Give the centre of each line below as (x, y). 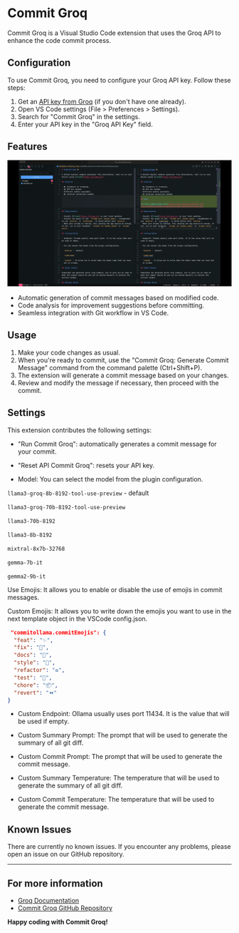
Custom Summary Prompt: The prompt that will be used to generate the (122, 735)
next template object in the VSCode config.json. (78, 618)
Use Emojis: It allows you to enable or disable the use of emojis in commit (115, 589)
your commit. (37, 452)
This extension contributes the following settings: (79, 430)
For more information (55, 883)
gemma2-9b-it (27, 576)
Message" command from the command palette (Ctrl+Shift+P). (110, 367)
